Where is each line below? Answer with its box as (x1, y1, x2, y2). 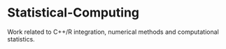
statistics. (7, 35, 35, 43)
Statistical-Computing (7, 5, 140, 21)
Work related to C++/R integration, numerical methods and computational (7, 28, 219, 36)
